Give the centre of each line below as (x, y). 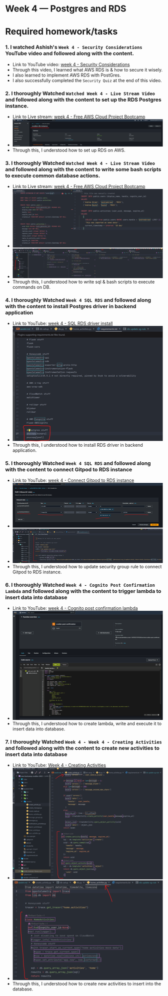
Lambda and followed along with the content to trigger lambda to (83, 591)
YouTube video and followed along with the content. (69, 54)
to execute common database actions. (53, 176)
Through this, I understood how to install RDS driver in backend (78, 445)
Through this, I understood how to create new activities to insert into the (87, 983)
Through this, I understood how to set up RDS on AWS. (69, 150)
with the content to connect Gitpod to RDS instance (69, 470)
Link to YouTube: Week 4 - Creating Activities (59, 765)
